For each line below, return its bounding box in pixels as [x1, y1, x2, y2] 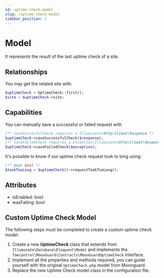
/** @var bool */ [5, 163, 41, 168]
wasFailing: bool [12, 199, 45, 205]
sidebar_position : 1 [5, 16, 47, 21]
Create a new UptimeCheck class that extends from [12, 241, 117, 247]
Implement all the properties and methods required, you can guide [12, 257, 145, 263]
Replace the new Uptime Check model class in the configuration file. [12, 267, 150, 273]
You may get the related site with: [5, 81, 72, 87]
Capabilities [5, 108, 42, 117]
